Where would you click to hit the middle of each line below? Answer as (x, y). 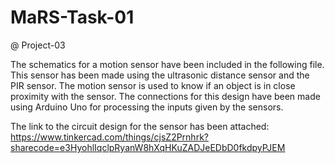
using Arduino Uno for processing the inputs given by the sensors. (147, 107)
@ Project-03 (38, 45)
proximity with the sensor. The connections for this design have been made (165, 96)
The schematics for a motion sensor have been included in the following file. (167, 64)
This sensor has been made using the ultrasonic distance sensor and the (160, 75)
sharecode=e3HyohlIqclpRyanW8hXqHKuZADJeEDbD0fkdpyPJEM (148, 147)
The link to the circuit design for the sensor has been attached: (140, 126)
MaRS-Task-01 (72, 17)
